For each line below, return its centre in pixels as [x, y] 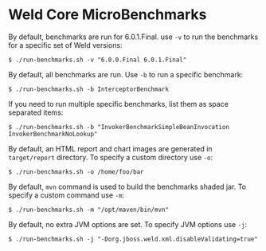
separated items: [36, 112]
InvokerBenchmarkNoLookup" [53, 134]
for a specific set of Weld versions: [65, 45]
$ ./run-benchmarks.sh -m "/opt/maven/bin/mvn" [89, 210]
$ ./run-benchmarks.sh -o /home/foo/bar [76, 172]
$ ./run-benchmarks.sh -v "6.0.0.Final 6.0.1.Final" [98, 60]
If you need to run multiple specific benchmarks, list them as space [119, 104]
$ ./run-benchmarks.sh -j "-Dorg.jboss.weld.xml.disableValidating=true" [133, 239]
